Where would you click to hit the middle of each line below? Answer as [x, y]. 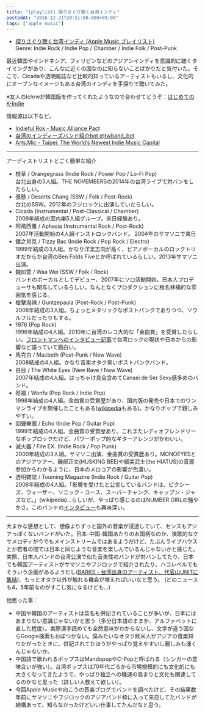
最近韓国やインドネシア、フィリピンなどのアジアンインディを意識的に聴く [99, 61]
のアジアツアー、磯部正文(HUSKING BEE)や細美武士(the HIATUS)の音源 [105, 462]
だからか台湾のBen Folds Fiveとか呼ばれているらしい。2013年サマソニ [109, 257]
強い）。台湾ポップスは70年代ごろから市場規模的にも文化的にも [116, 667]
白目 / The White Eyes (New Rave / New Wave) [74, 370]
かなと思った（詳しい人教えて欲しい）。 [75, 682]
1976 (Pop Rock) [36, 325]
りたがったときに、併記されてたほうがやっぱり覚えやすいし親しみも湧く [106, 644]
